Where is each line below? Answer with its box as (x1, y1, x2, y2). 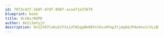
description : (5, 25, 32, 30)
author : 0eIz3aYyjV (5, 20, 45, 25)
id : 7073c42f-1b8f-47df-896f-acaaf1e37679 (5, 7, 93, 12)
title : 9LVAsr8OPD (5, 16, 42, 21)
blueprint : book (5, 12, 38, 16)
